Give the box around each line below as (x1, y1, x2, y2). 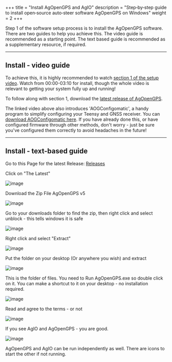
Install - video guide (5, 61, 70, 70)
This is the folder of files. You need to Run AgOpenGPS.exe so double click (5, 275, 163, 281)
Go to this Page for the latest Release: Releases (5, 160, 105, 166)
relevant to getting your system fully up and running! (5, 86, 116, 92)
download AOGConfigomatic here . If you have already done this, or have (5, 116, 159, 122)
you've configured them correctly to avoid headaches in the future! (5, 127, 147, 133)
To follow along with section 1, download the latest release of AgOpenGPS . (5, 95, 163, 101)
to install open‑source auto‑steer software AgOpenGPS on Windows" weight (5, 10, 166, 16)
